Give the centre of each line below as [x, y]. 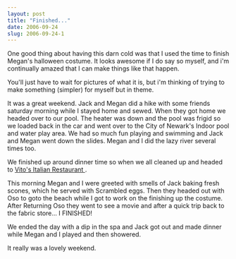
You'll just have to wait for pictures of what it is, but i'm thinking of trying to [116, 83]
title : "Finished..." [39, 20]
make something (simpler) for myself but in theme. [81, 90]
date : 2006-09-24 [33, 27]
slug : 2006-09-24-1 [36, 34]
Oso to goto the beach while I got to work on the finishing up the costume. [115, 198]
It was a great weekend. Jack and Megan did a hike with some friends [109, 104]
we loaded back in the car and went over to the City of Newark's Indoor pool [118, 126]
